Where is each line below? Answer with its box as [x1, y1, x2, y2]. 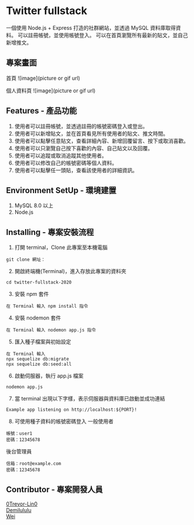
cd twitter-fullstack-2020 [6, 280, 72, 285]
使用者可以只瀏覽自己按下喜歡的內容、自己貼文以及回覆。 [14, 144, 153, 152]
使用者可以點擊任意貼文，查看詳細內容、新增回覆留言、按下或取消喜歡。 [14, 137, 189, 144]
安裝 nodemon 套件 [14, 314, 61, 321]
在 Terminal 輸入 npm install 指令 [6, 304, 89, 309]
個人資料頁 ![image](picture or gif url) [6, 87, 96, 94]
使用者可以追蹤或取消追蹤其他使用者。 [14, 152, 107, 159]
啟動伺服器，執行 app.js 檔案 [14, 372, 84, 379]
